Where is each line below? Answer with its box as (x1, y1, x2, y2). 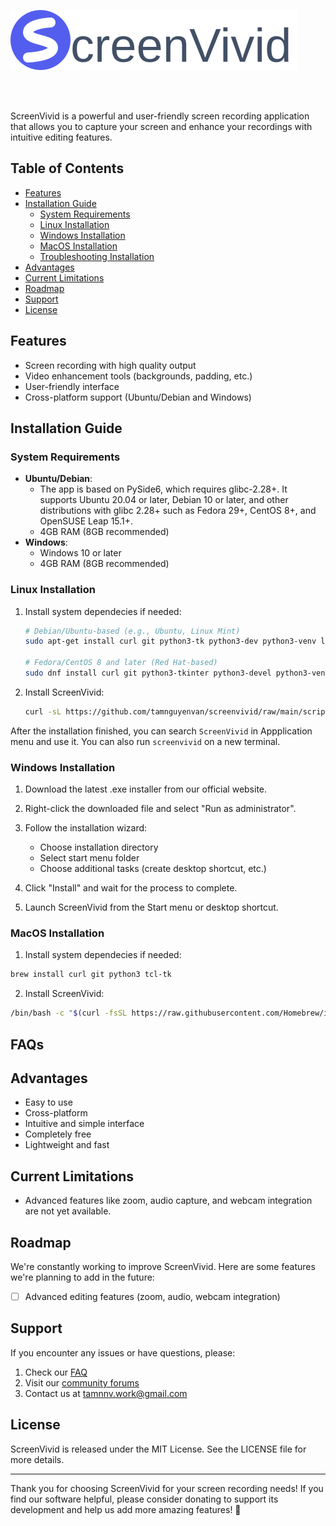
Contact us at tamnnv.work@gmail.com (24, 1387, 188, 1399)
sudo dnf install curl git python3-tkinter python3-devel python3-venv (24, 668, 330, 679)
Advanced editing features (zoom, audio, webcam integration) (24, 1291, 281, 1303)
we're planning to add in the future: (10, 1271, 155, 1284)
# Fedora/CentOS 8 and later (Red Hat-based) (24, 658, 218, 668)
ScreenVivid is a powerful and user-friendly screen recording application (10, 110, 310, 122)
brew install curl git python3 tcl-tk (10, 970, 172, 980)
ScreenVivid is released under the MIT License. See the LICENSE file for (10, 1443, 307, 1455)
